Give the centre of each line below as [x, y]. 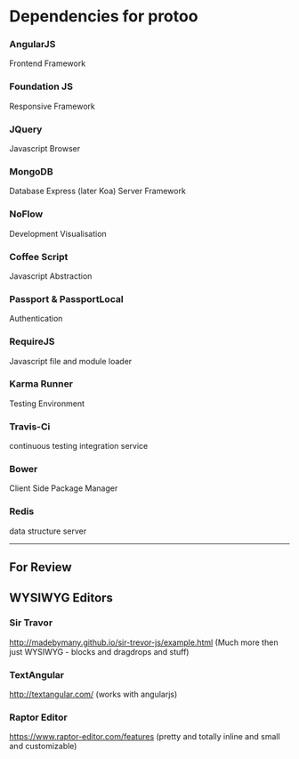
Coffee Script [39, 257]
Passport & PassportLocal [66, 298]
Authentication [36, 319]
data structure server [48, 531]
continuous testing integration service [79, 446]
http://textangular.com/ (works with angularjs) [93, 694]
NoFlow [26, 214]
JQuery [26, 129]
